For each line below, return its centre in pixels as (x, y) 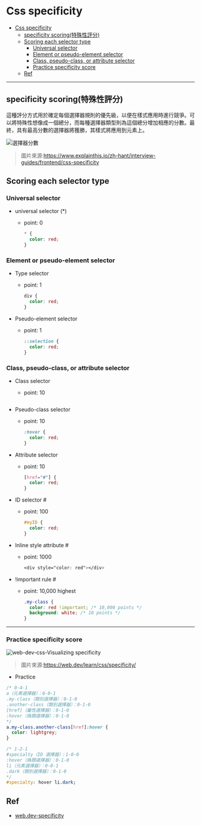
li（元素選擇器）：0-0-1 (32, 766)
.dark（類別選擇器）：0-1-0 (36, 771)
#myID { (33, 523)
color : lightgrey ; (35, 733)
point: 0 (33, 223)
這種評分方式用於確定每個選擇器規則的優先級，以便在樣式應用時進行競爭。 (98, 115)
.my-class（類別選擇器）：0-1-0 (42, 699)
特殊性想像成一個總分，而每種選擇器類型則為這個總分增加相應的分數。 (103, 122)
